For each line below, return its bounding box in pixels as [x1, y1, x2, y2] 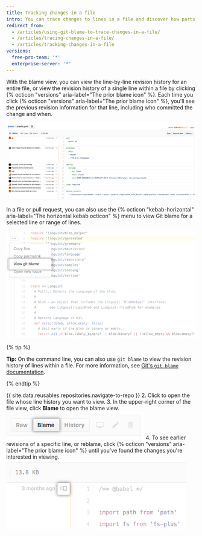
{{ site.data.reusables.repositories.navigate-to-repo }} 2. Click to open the [6, 392, 190, 399]
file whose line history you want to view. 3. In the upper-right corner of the [6, 398, 191, 405]
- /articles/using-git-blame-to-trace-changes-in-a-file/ [11, 29, 161, 35]
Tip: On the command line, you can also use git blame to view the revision [6, 355, 192, 363]
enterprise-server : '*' [11, 60, 71, 66]
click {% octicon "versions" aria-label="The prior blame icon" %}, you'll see [6, 97, 195, 105]
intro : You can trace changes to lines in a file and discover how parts [6, 16, 196, 22]
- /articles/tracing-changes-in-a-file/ [11, 35, 115, 42]
